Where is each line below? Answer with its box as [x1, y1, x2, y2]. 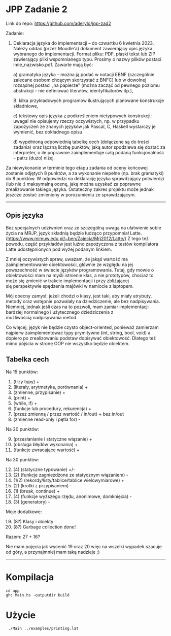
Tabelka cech [6, 355, 49, 364]
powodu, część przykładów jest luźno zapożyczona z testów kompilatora [6, 241, 159, 247]
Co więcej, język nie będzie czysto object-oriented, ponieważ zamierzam [6, 324, 159, 330]
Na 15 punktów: [6, 369, 39, 375]
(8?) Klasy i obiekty [13, 518, 54, 524]
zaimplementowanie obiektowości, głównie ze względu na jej [6, 261, 133, 267]
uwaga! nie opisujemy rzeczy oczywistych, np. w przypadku [13, 118, 140, 124]
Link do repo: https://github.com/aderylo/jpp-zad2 [6, 20, 111, 26]
